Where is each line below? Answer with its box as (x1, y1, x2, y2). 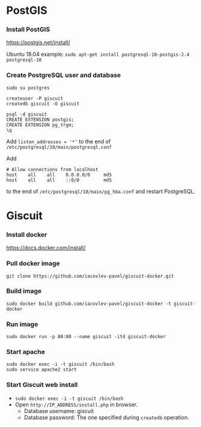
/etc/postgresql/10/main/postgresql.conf (6, 144, 112, 150)
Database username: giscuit (24, 407, 94, 414)
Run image (6, 320, 38, 328)
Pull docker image (6, 259, 60, 268)
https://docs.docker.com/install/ (6, 244, 86, 252)
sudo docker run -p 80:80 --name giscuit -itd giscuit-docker (6, 334, 166, 340)
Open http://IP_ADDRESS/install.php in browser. (14, 400, 138, 408)
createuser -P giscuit (6, 95, 63, 102)
